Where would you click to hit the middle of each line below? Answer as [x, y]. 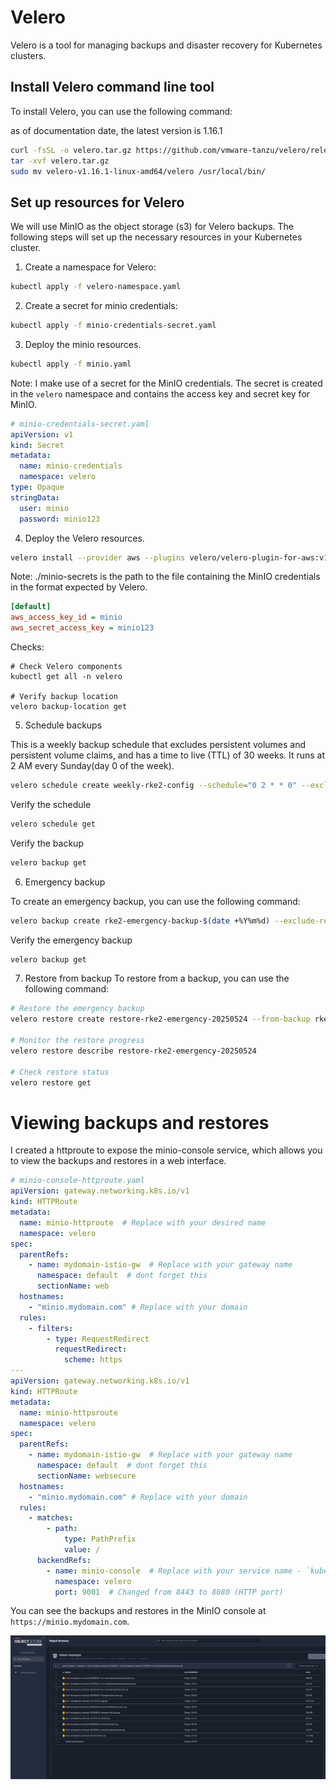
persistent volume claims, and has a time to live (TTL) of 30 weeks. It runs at [168, 755]
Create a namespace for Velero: [90, 267]
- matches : [51, 1518]
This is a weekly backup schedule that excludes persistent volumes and [158, 745]
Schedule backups [63, 725]
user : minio [44, 508]
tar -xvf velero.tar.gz [60, 161]
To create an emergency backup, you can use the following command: [155, 901]
